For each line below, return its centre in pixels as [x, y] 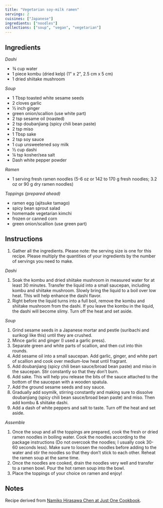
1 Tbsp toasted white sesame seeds [48, 98]
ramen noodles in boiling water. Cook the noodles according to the [79, 437]
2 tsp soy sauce [28, 139]
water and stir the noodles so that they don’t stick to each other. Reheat [84, 452]
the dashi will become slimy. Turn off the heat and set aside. [72, 311]
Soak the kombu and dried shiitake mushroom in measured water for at [83, 280]
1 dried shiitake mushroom [38, 79]
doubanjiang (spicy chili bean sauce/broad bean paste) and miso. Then [83, 397]
